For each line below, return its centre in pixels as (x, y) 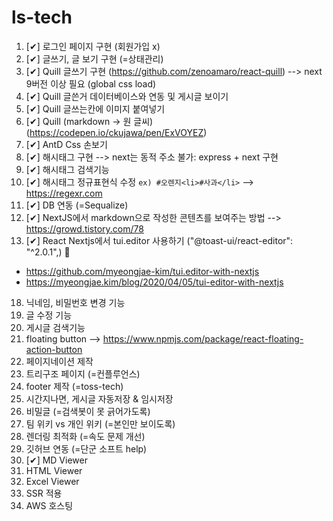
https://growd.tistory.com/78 (84, 228)
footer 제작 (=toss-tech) (74, 386)
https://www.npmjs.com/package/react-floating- (203, 338)
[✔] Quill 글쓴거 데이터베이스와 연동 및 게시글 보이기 (127, 96)
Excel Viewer (52, 481)
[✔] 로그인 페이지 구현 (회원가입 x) (93, 46)
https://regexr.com (64, 193)
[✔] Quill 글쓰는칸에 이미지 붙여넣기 (95, 108)
